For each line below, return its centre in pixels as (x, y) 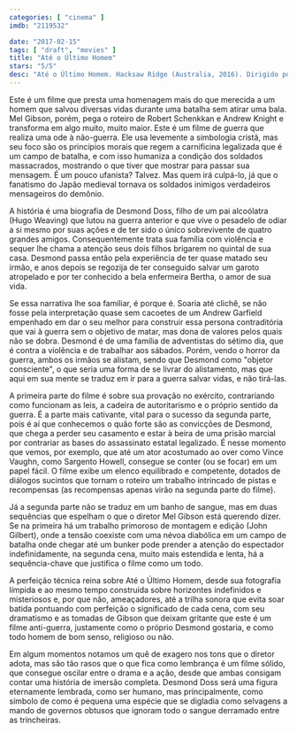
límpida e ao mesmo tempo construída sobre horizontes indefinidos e (135, 589)
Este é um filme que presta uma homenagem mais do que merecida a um (142, 99)
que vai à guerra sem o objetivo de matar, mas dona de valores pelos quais (146, 331)
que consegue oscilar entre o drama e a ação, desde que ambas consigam (145, 673)
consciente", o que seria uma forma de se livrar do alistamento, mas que (141, 369)
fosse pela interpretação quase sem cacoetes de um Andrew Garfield (136, 312)
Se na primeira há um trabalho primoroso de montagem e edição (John (138, 525)
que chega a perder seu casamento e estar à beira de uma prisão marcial (142, 433)
